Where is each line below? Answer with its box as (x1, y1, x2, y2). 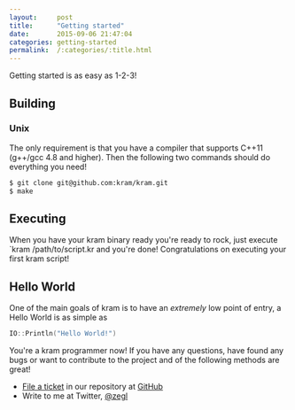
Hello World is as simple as (9, 312, 108, 323)
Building (9, 96, 56, 111)
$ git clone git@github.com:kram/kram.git (9, 178, 168, 187)
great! (9, 364, 31, 375)
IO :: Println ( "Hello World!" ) (9, 329, 117, 338)
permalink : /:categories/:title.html (9, 46, 152, 55)
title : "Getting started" (9, 21, 125, 30)
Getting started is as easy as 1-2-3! (9, 70, 137, 81)
